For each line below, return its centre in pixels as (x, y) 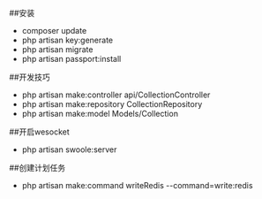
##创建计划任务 (37, 168)
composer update (54, 31)
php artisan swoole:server (69, 149)
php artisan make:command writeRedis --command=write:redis (137, 185)
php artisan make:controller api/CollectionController (116, 95)
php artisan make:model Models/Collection (100, 114)
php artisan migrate (57, 50)
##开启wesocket (39, 132)
